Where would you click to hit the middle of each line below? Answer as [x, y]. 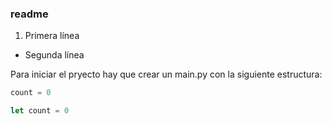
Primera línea [52, 36]
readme [29, 14]
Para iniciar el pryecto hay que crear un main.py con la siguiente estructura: [166, 74]
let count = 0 [40, 111]
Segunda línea [54, 55]
